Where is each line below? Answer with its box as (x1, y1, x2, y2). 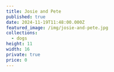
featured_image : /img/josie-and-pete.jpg (6, 24, 109, 31)
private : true (6, 52, 41, 57)
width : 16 (6, 46, 30, 52)
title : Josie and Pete (6, 8, 61, 15)
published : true (6, 14, 46, 20)
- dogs (11, 35, 27, 41)
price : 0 (6, 57, 27, 63)
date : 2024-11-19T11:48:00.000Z (6, 19, 85, 25)
